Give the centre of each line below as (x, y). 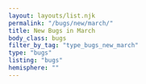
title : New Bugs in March (52, 30)
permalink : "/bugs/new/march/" (61, 23)
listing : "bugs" (35, 61)
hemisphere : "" (34, 68)
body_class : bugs (38, 38)
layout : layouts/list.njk (52, 16)
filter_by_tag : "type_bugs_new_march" (73, 46)
